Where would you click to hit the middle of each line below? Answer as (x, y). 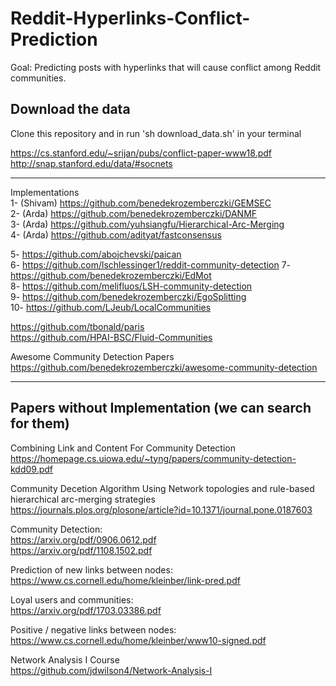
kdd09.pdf (32, 469)
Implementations (45, 192)
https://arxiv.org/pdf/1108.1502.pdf (81, 550)
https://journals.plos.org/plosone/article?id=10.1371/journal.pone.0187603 (161, 509)
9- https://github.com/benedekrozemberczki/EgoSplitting (128, 296)
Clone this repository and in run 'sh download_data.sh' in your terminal (156, 133)
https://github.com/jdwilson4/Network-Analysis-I (111, 670)
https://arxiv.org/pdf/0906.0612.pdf (83, 539)
